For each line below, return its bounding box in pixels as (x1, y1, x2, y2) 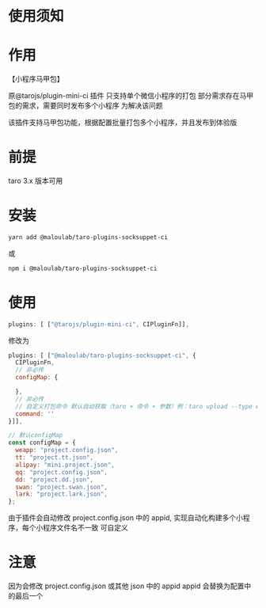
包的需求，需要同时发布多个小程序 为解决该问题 (8, 101, 163, 111)
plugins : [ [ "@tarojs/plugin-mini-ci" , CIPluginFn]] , (8, 320, 190, 329)
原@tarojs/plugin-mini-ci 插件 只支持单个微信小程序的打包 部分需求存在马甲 (8, 91, 254, 101)
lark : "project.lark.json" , (15, 490, 108, 499)
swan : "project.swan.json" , (15, 483, 108, 491)
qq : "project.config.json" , (15, 468, 108, 476)
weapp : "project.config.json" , (15, 446, 119, 454)
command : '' (15, 409, 55, 418)
